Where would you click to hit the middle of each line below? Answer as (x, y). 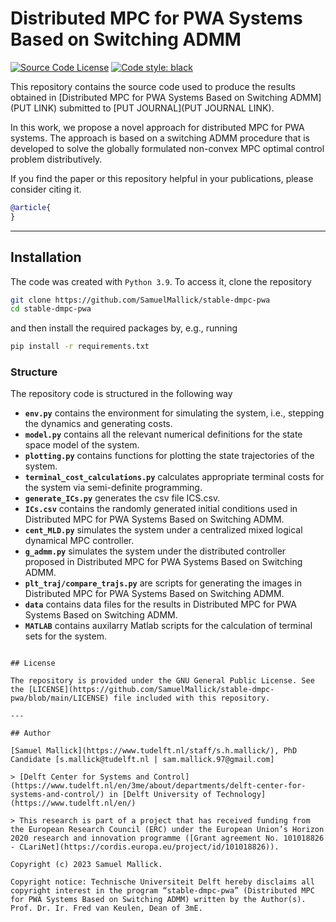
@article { (31, 207)
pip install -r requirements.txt (80, 347)
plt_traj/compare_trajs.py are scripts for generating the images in (163, 583)
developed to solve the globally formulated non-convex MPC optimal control (167, 148)
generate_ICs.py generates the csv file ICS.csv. (122, 498)
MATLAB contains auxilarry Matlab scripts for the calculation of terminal (168, 626)
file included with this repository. (192, 698)
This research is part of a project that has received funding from (165, 821)
